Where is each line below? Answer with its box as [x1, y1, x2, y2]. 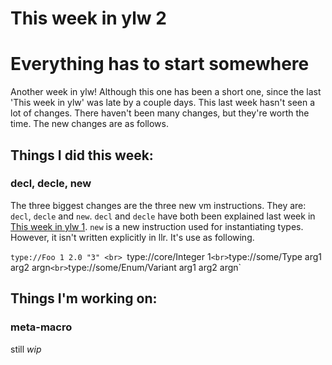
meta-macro [10, 320, 73, 334]
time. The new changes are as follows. [10, 118, 169, 130]
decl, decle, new [10, 177, 92, 191]
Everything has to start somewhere [10, 53, 310, 76]
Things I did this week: [10, 147, 154, 164]
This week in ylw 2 [10, 7, 167, 30]
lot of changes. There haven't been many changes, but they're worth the [10, 107, 310, 119]
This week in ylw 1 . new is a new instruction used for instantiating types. [10, 220, 304, 232]
